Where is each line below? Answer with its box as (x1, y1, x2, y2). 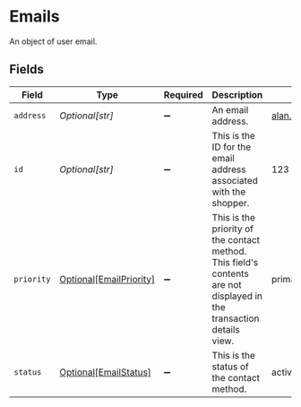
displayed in (211, 290, 262, 302)
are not (211, 278, 242, 290)
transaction (211, 312, 260, 325)
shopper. (211, 196, 250, 209)
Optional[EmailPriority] (59, 273, 155, 285)
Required (163, 88, 203, 100)
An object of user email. (9, 36, 98, 47)
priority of (211, 222, 254, 235)
